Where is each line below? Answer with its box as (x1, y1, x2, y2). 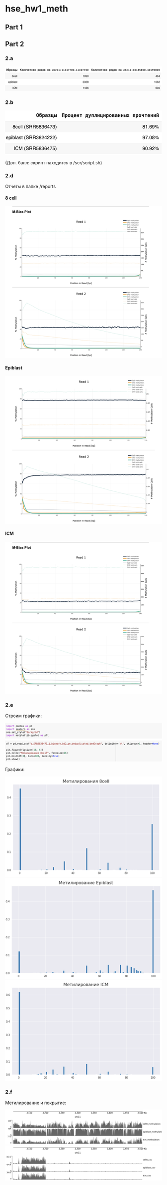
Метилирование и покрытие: (5, 1100, 67, 1106)
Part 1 (5, 23, 23, 31)
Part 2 (5, 39, 24, 48)
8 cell (5, 195, 17, 201)
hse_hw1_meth (5, 3, 69, 14)
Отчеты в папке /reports (5, 183, 56, 190)
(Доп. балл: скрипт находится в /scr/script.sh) (5, 159, 102, 165)
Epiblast (5, 365, 22, 371)
